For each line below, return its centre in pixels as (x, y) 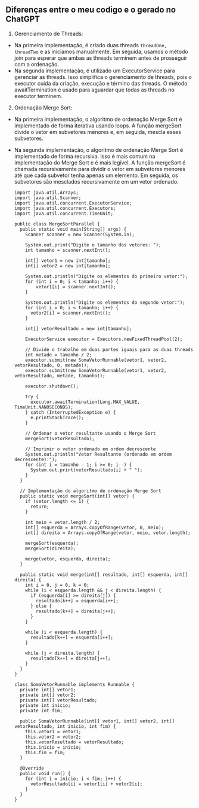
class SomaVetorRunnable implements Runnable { (74, 684)
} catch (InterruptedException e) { (71, 412)
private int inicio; (45, 705)
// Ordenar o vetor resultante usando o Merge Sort (91, 433)
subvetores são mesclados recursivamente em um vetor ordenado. (97, 181)
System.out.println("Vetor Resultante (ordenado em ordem (99, 454)
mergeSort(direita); (51, 548)
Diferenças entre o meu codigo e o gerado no (91, 10)
